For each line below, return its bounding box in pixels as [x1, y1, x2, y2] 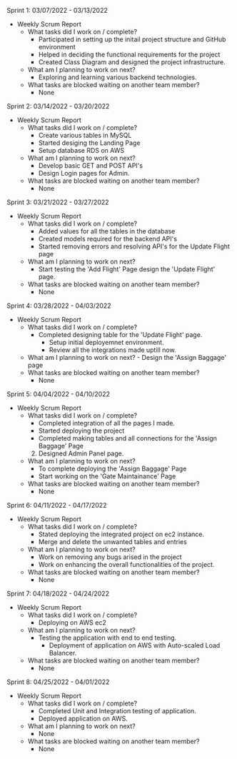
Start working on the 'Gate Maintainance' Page [38, 472, 176, 481]
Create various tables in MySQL [38, 131, 132, 139]
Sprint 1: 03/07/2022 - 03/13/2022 [6, 6, 108, 14]
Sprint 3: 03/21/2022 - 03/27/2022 [6, 198, 109, 206]
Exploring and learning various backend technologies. [38, 73, 197, 81]
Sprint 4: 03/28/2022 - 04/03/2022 [6, 301, 111, 310]
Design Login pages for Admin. [38, 169, 130, 177]
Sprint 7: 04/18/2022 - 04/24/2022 [6, 589, 110, 598]
